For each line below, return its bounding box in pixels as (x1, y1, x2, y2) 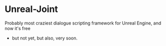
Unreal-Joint (4, 3, 58, 15)
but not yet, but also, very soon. (11, 35, 78, 41)
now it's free (4, 25, 30, 31)
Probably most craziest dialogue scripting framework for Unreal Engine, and (4, 20, 161, 26)
